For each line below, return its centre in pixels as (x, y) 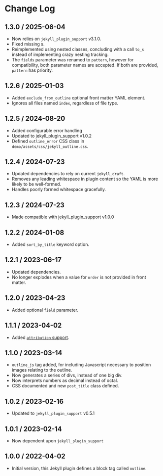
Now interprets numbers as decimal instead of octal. (65, 381)
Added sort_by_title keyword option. (50, 244)
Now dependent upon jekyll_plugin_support (58, 440)
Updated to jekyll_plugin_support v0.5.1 (53, 413)
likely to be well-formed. (36, 184)
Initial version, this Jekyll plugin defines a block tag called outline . (79, 468)
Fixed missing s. (28, 44)
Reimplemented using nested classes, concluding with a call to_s (78, 49)
